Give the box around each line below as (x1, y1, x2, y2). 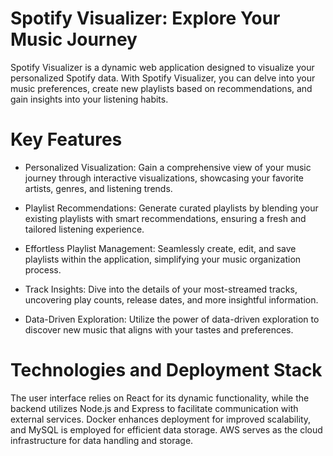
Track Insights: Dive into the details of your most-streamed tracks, (24, 283, 298, 295)
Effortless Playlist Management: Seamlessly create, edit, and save (24, 242, 297, 254)
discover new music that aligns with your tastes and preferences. (24, 323, 294, 336)
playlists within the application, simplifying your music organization (24, 253, 302, 265)
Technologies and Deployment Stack (10, 359, 323, 382)
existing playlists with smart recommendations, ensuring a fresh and (24, 212, 307, 224)
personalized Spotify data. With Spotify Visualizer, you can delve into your (10, 72, 316, 84)
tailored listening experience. (24, 223, 145, 235)
